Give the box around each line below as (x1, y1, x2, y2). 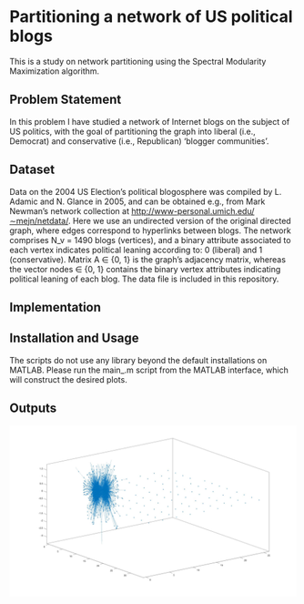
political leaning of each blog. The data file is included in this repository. (9, 273, 279, 284)
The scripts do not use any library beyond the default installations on (9, 354, 268, 365)
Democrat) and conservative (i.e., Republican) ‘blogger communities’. (9, 135, 269, 147)
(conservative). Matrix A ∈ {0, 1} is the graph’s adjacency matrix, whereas (9, 253, 287, 265)
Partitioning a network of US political (9, 6, 293, 27)
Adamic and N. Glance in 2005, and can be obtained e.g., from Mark (9, 196, 266, 207)
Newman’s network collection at (9, 205, 130, 216)
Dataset (9, 162, 56, 178)
